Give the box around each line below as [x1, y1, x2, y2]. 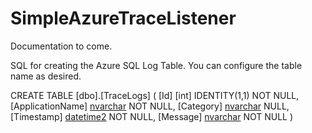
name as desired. [10, 70, 82, 82]
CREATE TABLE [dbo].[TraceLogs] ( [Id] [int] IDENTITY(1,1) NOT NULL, [10, 89, 300, 101]
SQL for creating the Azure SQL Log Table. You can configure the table [10, 59, 303, 71]
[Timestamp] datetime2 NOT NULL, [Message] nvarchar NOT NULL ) [10, 110, 294, 122]
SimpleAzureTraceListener [10, 7, 237, 30]
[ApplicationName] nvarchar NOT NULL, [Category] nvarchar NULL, [10, 100, 290, 112]
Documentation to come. [10, 40, 113, 52]
